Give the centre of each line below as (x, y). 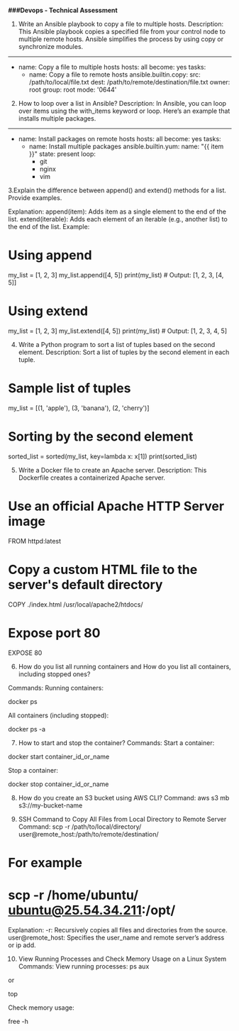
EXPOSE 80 (25, 653)
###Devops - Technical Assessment (63, 10)
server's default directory (85, 584)
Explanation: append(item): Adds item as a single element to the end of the (117, 211)
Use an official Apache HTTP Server (116, 506)
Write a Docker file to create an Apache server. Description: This (112, 470)
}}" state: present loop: (62, 154)
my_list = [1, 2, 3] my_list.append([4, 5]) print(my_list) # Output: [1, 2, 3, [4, (116, 275)
